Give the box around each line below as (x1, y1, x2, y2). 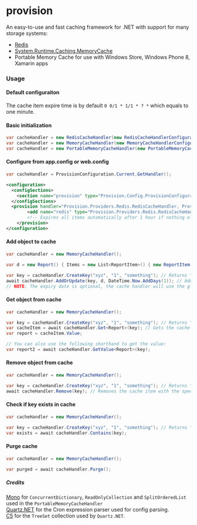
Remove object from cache (6, 359, 73, 366)
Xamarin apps (14, 60, 48, 67)
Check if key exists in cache (6, 401, 76, 408)
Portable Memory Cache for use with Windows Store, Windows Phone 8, (14, 53, 191, 60)
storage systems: (6, 29, 48, 36)
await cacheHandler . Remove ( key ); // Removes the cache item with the (6, 388, 180, 394)
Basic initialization (6, 121, 52, 128)
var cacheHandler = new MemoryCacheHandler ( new (6, 140, 125, 146)
